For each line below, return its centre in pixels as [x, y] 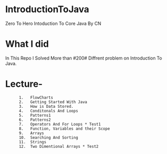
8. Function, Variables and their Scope [64, 129]
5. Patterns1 [35, 115]
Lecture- [24, 84]
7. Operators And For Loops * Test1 [60, 124]
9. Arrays [31, 133]
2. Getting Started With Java [53, 102]
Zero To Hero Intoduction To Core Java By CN [53, 23]
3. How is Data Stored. [46, 106]
